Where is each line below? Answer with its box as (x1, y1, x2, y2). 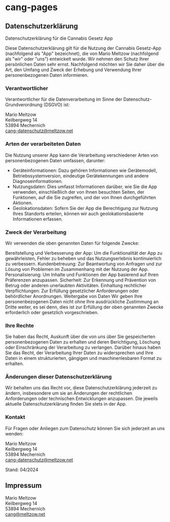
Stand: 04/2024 (5, 467, 38, 473)
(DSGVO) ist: (44, 102, 70, 108)
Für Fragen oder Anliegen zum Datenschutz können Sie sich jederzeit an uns (5, 425, 165, 431)
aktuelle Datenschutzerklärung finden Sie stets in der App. (5, 401, 127, 407)
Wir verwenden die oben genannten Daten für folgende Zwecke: (5, 240, 140, 246)
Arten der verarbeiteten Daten (5, 140, 81, 147)
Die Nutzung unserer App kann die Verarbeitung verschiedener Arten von (5, 152, 158, 158)
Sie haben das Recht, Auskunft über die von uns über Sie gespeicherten (5, 333, 156, 340)
